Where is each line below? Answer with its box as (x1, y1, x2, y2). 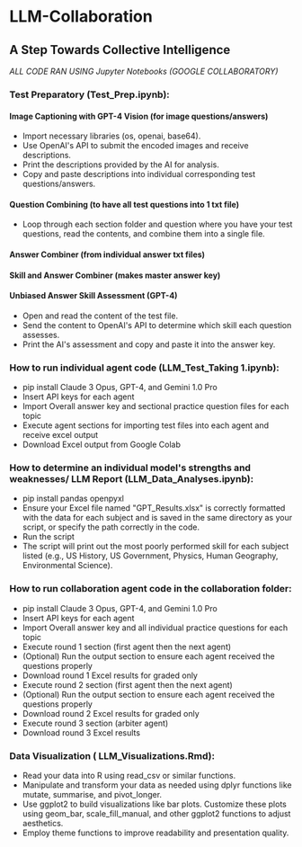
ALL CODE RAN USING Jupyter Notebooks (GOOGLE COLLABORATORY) (9, 66, 279, 76)
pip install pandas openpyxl (22, 493, 124, 504)
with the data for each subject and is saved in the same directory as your (22, 513, 293, 523)
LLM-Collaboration (9, 6, 153, 27)
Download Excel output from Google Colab (22, 439, 182, 450)
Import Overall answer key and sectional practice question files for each (22, 401, 289, 412)
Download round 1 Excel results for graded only (22, 670, 198, 681)
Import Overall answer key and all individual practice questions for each (22, 622, 289, 633)
